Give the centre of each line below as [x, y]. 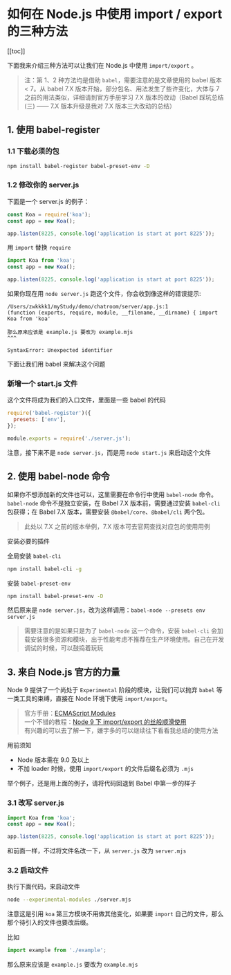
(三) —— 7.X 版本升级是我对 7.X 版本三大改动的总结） [100, 106]
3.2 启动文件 [28, 871]
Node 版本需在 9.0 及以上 [53, 760]
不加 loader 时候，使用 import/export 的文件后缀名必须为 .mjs [105, 769]
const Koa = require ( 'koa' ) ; [49, 214]
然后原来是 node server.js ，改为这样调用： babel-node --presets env [106, 610]
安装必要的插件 [28, 541]
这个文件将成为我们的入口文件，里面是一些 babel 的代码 [86, 400]
